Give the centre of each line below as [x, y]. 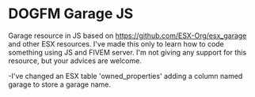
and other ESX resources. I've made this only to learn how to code [116, 43]
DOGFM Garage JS [71, 14]
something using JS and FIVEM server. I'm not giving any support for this [127, 52]
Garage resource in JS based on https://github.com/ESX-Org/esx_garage [127, 35]
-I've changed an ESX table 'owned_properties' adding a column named [126, 76]
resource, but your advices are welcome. [75, 61]
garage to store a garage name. [60, 84]
